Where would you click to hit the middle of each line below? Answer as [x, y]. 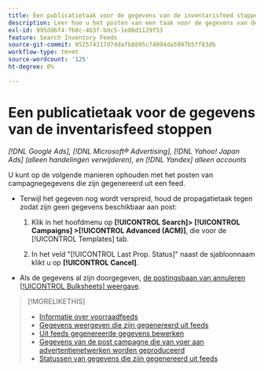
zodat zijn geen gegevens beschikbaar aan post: [98, 206]
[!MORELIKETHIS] [56, 301]
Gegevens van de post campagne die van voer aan [121, 341]
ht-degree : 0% [31, 67]
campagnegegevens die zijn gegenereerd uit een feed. [97, 183]
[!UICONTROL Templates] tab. [80, 239]
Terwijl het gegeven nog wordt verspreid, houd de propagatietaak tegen [136, 198]
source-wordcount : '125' [49, 60]
